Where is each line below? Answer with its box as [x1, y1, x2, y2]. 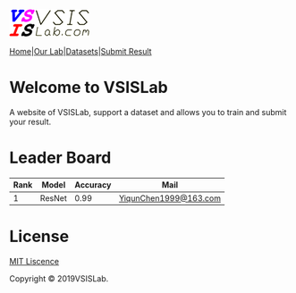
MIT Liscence [9, 256, 60, 267]
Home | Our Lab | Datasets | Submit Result [9, 46, 152, 56]
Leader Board [9, 147, 112, 168]
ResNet [39, 192, 67, 204]
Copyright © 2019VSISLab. [9, 273, 109, 284]
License [9, 227, 70, 247]
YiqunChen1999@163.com [119, 192, 222, 204]
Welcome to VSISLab [9, 78, 168, 97]
